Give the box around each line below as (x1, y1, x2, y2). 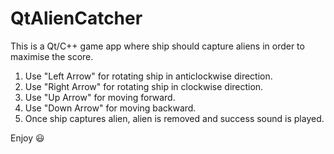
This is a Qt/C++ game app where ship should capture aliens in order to (10, 40, 305, 52)
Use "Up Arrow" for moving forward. (24, 91, 176, 103)
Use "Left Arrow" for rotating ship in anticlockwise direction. (24, 70, 273, 82)
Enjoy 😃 (10, 132, 45, 144)
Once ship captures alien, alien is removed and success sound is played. (24, 112, 325, 124)
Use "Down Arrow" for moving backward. (24, 102, 197, 114)
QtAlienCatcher (10, 7, 143, 30)
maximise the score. (10, 50, 94, 62)
